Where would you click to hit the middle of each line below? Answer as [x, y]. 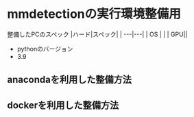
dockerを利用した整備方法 [63, 105]
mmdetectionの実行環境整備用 [94, 14]
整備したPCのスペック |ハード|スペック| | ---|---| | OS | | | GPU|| [97, 34]
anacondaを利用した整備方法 [70, 80]
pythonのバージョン [45, 49]
